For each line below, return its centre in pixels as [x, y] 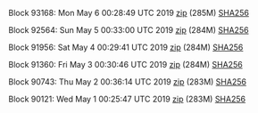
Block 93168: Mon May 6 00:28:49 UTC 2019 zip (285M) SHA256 [129, 13]
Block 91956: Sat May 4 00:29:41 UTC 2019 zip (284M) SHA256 [126, 47]
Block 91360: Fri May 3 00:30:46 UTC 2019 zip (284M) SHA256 [125, 65]
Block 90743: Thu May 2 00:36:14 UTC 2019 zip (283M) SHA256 [128, 82]
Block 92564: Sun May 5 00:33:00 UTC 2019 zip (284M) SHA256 [129, 30]
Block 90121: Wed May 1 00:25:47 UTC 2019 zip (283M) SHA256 [127, 99]
